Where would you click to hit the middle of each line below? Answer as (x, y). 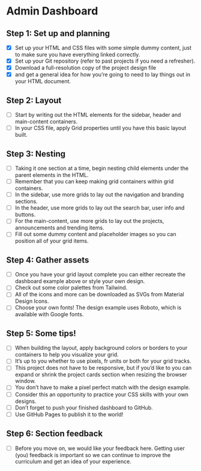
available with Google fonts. (49, 314)
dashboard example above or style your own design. (80, 281)
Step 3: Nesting (36, 154)
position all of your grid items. (52, 241)
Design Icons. (32, 301)
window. (25, 381)
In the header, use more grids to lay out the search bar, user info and (100, 208)
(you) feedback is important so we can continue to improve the (93, 455)
